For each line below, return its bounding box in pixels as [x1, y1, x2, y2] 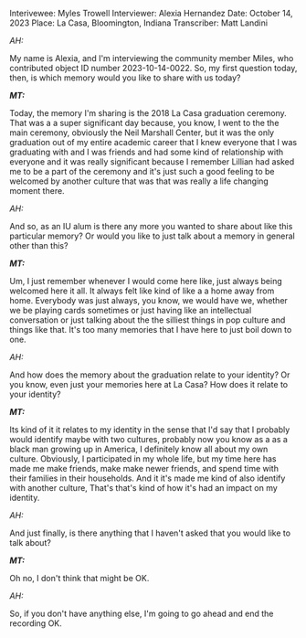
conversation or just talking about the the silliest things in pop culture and [9, 314, 286, 325]
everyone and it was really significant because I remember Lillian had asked [9, 156, 295, 167]
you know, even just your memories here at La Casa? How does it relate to [9, 379, 289, 389]
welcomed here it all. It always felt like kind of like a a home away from [9, 285, 275, 296]
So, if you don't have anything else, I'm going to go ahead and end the [9, 608, 274, 619]
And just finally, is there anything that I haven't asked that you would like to [9, 527, 290, 538]
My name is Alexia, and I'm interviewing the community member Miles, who [9, 53, 294, 63]
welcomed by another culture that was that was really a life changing [9, 175, 269, 186]
